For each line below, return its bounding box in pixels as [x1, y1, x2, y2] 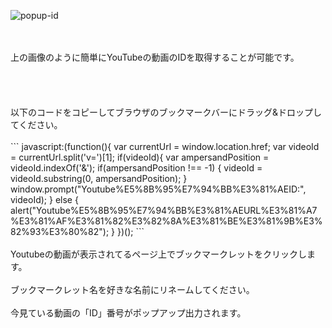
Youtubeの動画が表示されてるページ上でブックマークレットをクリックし [10, 248, 307, 260]
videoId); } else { [10, 194, 79, 205]
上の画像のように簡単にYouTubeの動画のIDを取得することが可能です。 [10, 51, 300, 63]
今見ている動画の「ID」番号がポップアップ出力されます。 [10, 307, 247, 319]
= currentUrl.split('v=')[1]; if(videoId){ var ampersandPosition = [10, 151, 270, 163]
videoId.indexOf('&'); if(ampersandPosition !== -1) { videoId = [10, 162, 263, 174]
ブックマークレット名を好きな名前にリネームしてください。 [10, 284, 255, 295]
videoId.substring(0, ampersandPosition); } [10, 173, 188, 184]
